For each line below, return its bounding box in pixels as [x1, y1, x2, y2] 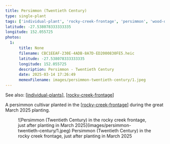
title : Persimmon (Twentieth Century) [5, 8, 87, 13]
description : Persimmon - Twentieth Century [18, 67, 114, 72]
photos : [5, 35, 22, 40]
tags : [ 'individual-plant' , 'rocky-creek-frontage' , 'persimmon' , [5, 19, 148, 24]
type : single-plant [5, 13, 47, 19]
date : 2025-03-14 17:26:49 [18, 72, 76, 77]
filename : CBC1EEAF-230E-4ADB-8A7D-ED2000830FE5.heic [18, 51, 135, 56]
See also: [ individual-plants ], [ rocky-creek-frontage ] [5, 92, 114, 98]
